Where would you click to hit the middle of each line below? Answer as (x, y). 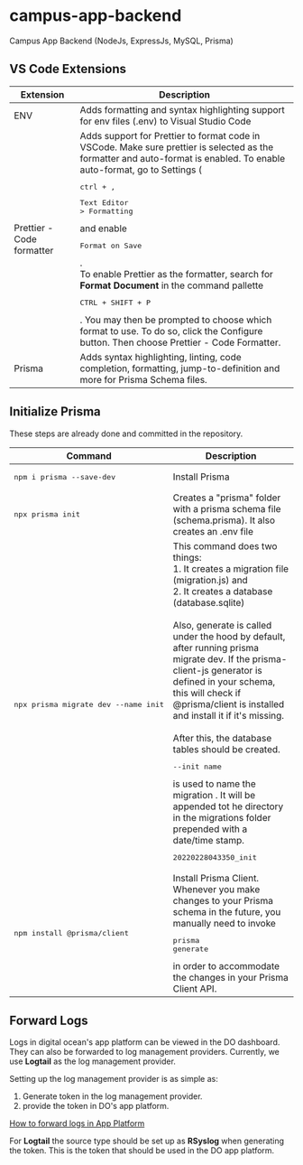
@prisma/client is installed (229, 704)
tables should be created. (227, 749)
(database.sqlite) (209, 602)
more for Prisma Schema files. (143, 379)
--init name (197, 766)
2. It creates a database (223, 591)
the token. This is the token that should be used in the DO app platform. (142, 1151)
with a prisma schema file (227, 508)
